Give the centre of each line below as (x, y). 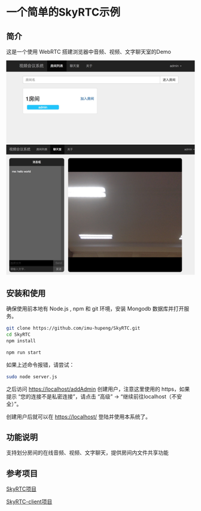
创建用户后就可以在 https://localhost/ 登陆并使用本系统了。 (79, 416)
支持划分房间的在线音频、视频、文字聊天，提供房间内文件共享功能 (87, 453)
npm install (21, 341)
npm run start (24, 352)
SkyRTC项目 (22, 489)
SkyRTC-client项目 (29, 502)
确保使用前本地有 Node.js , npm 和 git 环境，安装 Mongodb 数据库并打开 (95, 309)
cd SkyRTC (19, 335)
